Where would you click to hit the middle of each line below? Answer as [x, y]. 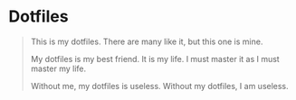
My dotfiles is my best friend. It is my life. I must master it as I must [155, 59]
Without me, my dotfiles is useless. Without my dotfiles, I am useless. [159, 86]
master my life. [58, 68]
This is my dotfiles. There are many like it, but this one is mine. [147, 41]
